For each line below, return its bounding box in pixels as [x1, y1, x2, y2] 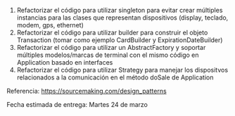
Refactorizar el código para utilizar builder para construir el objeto [16, 28, 208, 37]
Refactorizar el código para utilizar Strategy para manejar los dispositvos [16, 66, 229, 74]
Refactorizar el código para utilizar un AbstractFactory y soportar [16, 44, 206, 51]
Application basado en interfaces [16, 58, 113, 66]
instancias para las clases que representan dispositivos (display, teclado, [16, 13, 229, 22]
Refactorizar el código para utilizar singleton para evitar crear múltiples [16, 6, 223, 14]
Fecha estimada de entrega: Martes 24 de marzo [6, 101, 148, 108]
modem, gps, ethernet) [16, 21, 84, 29]
